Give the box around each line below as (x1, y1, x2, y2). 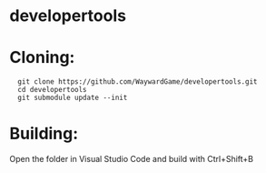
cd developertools (17, 86, 88, 95)
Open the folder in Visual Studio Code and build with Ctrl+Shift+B (9, 154, 254, 165)
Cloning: (9, 47, 75, 68)
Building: (9, 124, 79, 144)
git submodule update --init (17, 93, 128, 103)
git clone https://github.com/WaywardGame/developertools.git (17, 77, 258, 86)
